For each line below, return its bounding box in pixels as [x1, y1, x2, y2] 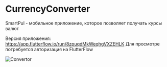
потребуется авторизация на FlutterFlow [5, 46, 93, 52]
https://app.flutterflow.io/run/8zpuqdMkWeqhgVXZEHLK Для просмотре [5, 40, 160, 47]
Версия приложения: [5, 35, 51, 41]
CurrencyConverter [5, 3, 90, 15]
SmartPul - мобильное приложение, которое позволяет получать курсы [5, 20, 162, 26]
